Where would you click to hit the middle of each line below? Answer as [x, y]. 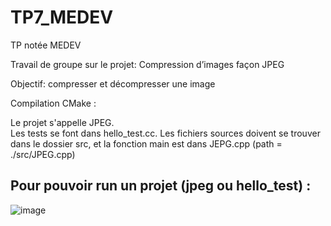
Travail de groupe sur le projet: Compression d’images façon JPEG [147, 64]
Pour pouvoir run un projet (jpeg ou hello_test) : [161, 186]
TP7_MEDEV [62, 17]
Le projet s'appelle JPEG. [62, 122]
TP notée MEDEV [46, 45]
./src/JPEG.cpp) [43, 154]
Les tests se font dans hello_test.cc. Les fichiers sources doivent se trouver [165, 133]
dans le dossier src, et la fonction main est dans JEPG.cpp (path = [146, 143]
